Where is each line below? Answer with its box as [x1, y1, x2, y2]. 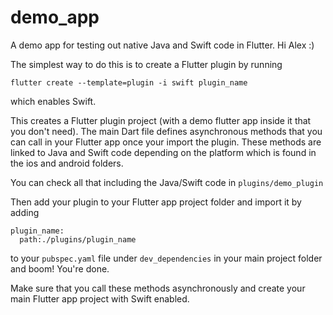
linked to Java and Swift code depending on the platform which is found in [10, 146, 317, 158]
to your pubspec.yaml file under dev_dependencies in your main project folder [10, 252, 323, 264]
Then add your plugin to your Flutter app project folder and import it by [10, 196, 302, 208]
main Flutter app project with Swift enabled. [10, 292, 190, 305]
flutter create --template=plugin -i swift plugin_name [10, 77, 248, 88]
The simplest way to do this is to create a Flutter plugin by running [10, 58, 283, 70]
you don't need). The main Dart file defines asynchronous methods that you [10, 125, 323, 137]
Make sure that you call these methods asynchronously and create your [10, 282, 306, 294]
